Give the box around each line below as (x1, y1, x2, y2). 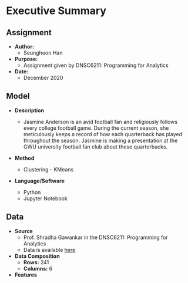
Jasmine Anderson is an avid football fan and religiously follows (23, 118, 178, 125)
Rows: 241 (23, 258, 49, 265)
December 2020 (23, 75, 63, 81)
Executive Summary (6, 4, 107, 18)
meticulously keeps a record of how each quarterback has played (23, 130, 183, 137)
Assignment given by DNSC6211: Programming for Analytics (23, 62, 169, 69)
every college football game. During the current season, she (23, 124, 169, 132)
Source (14, 227, 33, 234)
